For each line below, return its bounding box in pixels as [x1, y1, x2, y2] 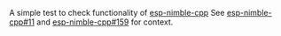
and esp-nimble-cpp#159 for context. [36, 17, 174, 27]
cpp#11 [9, 17, 35, 27]
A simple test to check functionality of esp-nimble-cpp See [9, 8, 225, 18]
